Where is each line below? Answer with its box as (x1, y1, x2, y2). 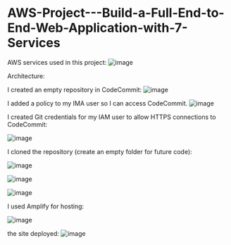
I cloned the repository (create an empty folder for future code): (7, 147, 192, 156)
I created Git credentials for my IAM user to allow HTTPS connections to (7, 113, 216, 121)
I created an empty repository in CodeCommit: (7, 85, 142, 94)
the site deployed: (7, 229, 60, 237)
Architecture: (7, 72, 46, 80)
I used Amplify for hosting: (7, 202, 85, 211)
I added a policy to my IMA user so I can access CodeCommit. (7, 99, 188, 107)
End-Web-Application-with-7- (7, 20, 188, 36)
